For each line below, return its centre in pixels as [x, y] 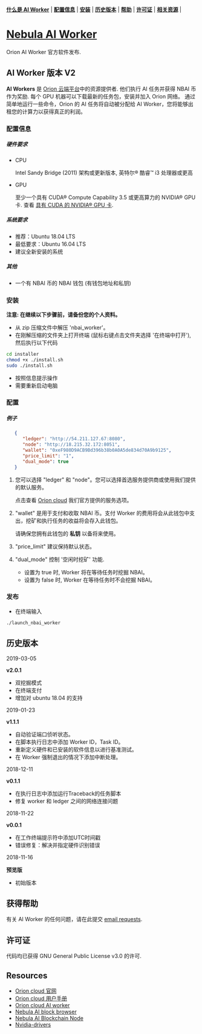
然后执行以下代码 [36, 342]
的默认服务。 [31, 487]
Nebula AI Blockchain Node [49, 1018]
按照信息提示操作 [36, 378]
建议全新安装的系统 [39, 251]
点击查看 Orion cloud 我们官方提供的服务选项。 [73, 500]
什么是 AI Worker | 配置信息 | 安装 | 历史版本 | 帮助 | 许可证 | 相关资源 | [94, 9]
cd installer [23, 354]
